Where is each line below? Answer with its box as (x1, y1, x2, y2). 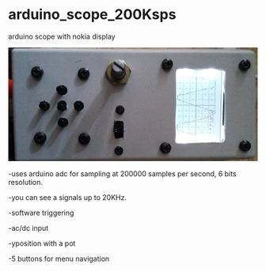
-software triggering (8, 208, 74, 217)
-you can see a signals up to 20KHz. (8, 192, 127, 202)
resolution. (8, 177, 44, 186)
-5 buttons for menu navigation (8, 254, 110, 263)
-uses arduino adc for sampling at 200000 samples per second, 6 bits (8, 168, 237, 179)
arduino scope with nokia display (8, 32, 116, 41)
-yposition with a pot (8, 239, 76, 248)
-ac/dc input (8, 223, 49, 232)
